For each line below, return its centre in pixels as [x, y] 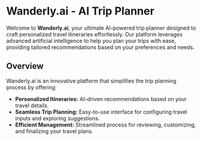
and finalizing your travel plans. [54, 131]
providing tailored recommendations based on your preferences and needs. [100, 47]
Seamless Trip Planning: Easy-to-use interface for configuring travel [101, 112]
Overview [25, 66]
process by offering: [31, 87]
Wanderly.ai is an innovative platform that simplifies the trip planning [91, 80]
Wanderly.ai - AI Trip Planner [80, 11]
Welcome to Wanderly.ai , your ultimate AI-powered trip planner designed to [101, 28]
